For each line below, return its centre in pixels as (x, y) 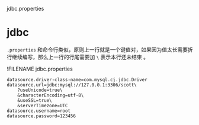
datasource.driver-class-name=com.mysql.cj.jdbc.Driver (77, 79)
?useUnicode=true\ (40, 90)
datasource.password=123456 (41, 116)
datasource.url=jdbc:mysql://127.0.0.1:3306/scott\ (72, 85)
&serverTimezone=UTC (43, 105)
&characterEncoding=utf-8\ (51, 95)
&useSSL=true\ (35, 100)
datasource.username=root (38, 111)
